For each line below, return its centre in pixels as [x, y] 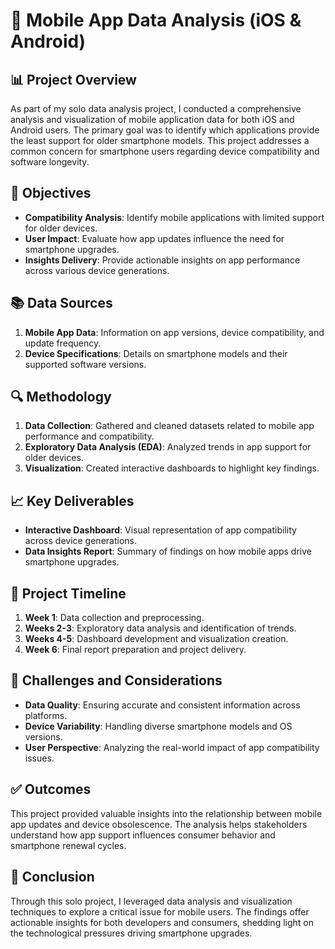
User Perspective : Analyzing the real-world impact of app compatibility [172, 747]
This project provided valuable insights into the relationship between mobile [166, 813]
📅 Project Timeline [68, 593]
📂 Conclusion [52, 877]
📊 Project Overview [73, 79]
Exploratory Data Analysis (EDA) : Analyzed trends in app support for [168, 447]
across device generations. [80, 541]
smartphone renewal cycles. [68, 845]
